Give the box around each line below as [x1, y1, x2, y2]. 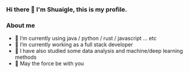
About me [6, 21, 36, 29]
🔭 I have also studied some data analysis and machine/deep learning [14, 47, 183, 55]
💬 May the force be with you [14, 60, 84, 67]
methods [14, 53, 37, 61]
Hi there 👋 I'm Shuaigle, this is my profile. [6, 5, 128, 14]
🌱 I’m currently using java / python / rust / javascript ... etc [14, 35, 157, 42]
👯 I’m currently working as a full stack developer [14, 41, 133, 48]
